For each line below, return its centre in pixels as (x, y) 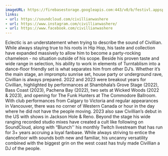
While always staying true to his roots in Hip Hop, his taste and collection (80, 48)
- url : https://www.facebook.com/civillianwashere (59, 28)
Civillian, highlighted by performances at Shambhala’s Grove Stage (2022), (82, 85)
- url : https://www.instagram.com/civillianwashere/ (61, 24)
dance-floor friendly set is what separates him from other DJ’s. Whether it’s (83, 69)
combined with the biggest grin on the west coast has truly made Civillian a (82, 143)
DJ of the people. (23, 149)
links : (12, 14)
